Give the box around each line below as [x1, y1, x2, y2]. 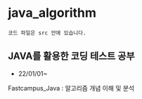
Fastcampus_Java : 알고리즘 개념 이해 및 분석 [8, 84, 135, 92]
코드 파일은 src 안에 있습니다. [8, 29, 86, 37]
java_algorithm [8, 5, 97, 21]
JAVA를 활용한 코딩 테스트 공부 [8, 51, 135, 62]
